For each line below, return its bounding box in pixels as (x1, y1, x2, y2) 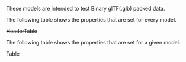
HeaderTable (6, 27, 37, 35)
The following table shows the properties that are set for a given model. (6, 39, 181, 46)
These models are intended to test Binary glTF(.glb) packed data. (6, 5, 165, 12)
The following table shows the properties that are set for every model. (6, 16, 177, 23)
